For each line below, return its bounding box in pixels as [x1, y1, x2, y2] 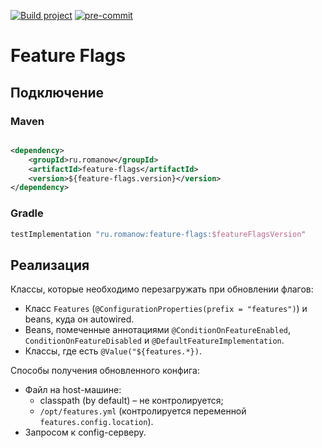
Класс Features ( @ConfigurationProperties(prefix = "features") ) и [24, 303, 308, 315]
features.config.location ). [39, 416, 154, 428]
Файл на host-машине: [24, 384, 122, 396]
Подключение [10, 84, 105, 101]
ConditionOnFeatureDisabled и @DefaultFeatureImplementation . [24, 335, 285, 347]
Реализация [10, 256, 90, 274]
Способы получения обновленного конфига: [10, 365, 200, 377]
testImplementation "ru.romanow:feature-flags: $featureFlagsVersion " [10, 229, 307, 239]
